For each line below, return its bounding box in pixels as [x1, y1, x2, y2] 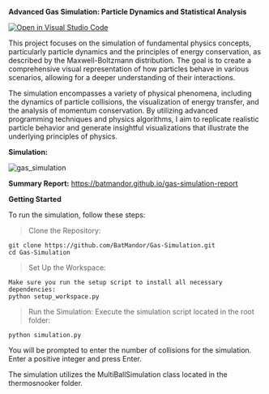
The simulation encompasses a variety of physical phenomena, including [8, 88, 253, 98]
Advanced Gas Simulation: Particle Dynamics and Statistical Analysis [8, 7, 247, 16]
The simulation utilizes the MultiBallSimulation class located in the [8, 370, 228, 379]
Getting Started [8, 195, 62, 203]
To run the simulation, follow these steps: [8, 210, 146, 220]
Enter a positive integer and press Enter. [8, 354, 142, 363]
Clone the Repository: [28, 226, 101, 235]
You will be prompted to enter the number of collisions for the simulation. [8, 345, 252, 355]
